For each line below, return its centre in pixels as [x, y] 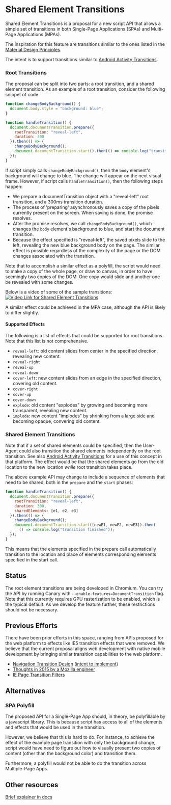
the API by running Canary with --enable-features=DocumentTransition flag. [85, 593]
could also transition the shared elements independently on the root [90, 451]
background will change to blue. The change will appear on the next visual [83, 176]
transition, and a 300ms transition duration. [58, 202]
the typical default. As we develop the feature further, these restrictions [80, 604]
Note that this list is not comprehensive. [47, 341]
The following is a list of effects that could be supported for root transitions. [84, 335]
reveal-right [26, 362]
